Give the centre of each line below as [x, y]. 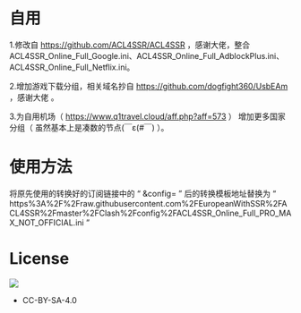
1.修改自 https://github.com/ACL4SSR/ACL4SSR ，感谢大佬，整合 [130, 45]
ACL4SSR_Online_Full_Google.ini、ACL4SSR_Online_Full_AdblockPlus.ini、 [147, 55]
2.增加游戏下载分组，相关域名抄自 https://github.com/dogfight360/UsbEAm [149, 86]
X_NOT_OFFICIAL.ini [47, 222]
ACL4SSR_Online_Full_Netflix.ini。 [72, 67]
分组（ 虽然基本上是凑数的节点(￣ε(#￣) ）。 [89, 127]
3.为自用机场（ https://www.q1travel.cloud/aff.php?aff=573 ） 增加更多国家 [148, 116]
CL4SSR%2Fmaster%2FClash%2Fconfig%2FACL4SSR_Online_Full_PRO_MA [150, 213]
